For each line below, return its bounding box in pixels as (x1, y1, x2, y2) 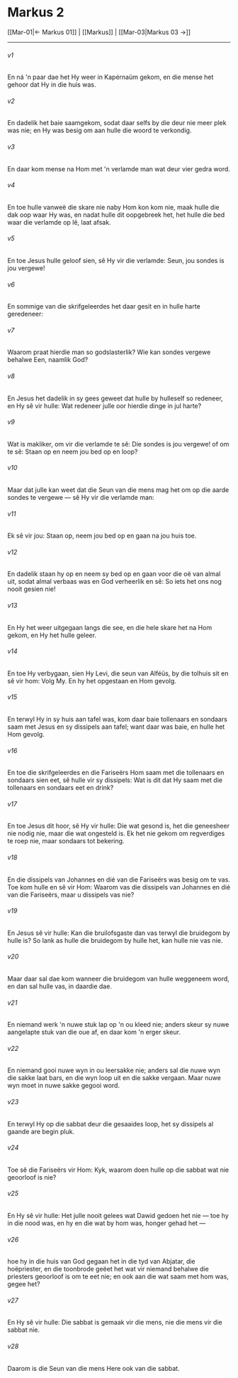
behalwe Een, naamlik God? (7, 356, 89, 364)
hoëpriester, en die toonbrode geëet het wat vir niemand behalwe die (7, 1265, 209, 1273)
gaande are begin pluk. (7, 1127, 75, 1136)
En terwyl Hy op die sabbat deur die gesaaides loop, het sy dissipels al (7, 1119, 214, 1128)
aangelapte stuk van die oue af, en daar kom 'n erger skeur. (7, 1028, 181, 1037)
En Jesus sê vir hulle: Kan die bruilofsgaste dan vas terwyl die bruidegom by (7, 929, 230, 937)
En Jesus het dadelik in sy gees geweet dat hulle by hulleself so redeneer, (7, 394, 223, 402)
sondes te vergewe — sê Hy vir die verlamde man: (7, 493, 154, 501)
